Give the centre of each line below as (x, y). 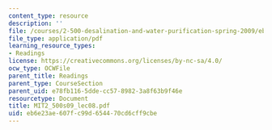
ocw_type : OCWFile (39, 69)
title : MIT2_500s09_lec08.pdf (59, 106)
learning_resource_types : (52, 46)
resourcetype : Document (49, 99)
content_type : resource (49, 16)
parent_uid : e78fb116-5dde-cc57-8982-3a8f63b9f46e (96, 91)
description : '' (36, 23)
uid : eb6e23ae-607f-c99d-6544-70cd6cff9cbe (83, 114)
